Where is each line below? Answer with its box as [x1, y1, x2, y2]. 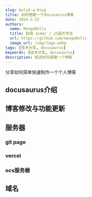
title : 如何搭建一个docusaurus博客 [5, 12, 74, 17]
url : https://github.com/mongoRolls [10, 36, 87, 41]
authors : [5, 21, 24, 27]
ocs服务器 [5, 167, 30, 174]
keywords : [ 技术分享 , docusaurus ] [5, 50, 75, 55]
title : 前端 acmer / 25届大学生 [10, 31, 73, 36]
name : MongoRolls [10, 26, 47, 31]
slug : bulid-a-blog [5, 7, 47, 13]
